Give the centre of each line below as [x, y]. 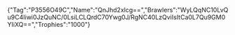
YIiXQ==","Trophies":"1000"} [49, 24]
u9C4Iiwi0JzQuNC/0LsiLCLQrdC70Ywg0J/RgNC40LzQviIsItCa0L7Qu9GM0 [116, 17]
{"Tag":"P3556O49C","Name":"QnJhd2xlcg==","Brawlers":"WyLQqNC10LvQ [118, 10]
